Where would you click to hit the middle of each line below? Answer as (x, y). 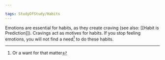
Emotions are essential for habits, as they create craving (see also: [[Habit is (82, 28)
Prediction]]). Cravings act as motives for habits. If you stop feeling (73, 33)
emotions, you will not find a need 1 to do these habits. (59, 39)
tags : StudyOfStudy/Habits (33, 14)
